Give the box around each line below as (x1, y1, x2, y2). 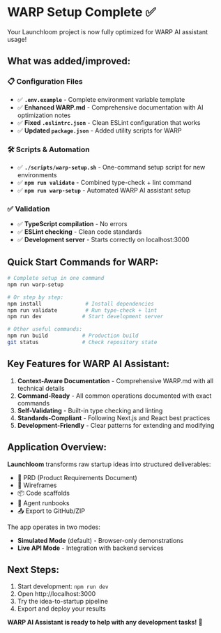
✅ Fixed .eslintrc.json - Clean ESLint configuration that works (17, 118, 201, 126)
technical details (17, 384, 65, 392)
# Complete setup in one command (7, 275, 105, 282)
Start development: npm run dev (17, 582, 109, 590)
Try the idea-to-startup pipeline (17, 597, 108, 606)
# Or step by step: (7, 294, 64, 301)
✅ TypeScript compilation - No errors (17, 220, 128, 228)
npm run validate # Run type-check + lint (7, 306, 158, 314)
